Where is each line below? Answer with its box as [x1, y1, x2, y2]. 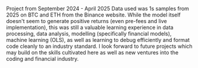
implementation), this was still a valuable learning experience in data [6, 24, 174, 31]
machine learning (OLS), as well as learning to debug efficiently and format [6, 37, 190, 43]
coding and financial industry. [6, 56, 79, 62]
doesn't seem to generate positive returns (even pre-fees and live [6, 18, 168, 24]
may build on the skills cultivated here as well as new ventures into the [6, 49, 179, 56]
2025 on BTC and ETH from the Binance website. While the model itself [6, 11, 181, 18]
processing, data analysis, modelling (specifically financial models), [6, 30, 172, 37]
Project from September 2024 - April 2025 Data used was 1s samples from [6, 5, 189, 12]
